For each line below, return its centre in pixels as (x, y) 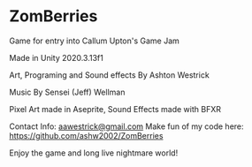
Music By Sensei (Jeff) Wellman (67, 92)
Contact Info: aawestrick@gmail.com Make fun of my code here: (127, 126)
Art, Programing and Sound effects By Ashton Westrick (109, 75)
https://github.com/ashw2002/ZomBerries (86, 135)
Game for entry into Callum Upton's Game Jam (94, 41)
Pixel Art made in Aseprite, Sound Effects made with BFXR (115, 109)
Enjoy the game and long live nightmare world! (94, 153)
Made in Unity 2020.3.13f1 (56, 57)
